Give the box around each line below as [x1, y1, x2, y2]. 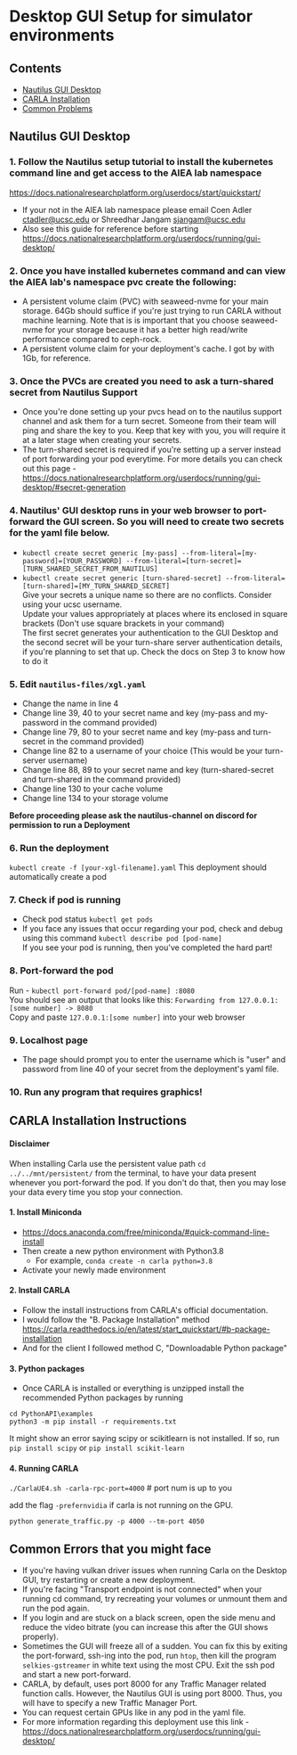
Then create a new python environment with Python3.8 [21, 1245, 224, 1256]
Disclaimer [9, 1138, 51, 1149]
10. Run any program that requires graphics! [9, 1086, 203, 1098]
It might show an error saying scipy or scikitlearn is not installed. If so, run [9, 1433, 280, 1444]
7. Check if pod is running [9, 894, 122, 906]
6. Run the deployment [9, 841, 109, 854]
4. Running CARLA [9, 1463, 79, 1473]
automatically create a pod [9, 872, 107, 882]
